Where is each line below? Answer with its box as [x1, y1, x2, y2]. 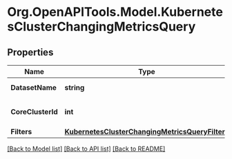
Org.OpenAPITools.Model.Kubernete [7, 4, 223, 20]
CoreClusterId [10, 107, 58, 116]
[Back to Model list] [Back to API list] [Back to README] [7, 144, 166, 153]
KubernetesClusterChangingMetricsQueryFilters [64, 127, 229, 136]
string [64, 83, 85, 92]
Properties [7, 46, 54, 58]
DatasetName [10, 83, 57, 92]
